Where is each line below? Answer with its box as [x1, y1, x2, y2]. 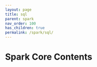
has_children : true [5, 26, 45, 31]
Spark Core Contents [5, 51, 93, 63]
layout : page [5, 7, 32, 12]
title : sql [5, 12, 27, 17]
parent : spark [5, 16, 34, 21]
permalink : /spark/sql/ [5, 30, 54, 35]
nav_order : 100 [5, 21, 36, 26]
